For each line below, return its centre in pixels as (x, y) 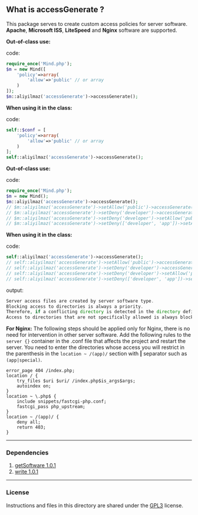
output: (15, 290)
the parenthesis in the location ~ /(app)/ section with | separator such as (97, 354)
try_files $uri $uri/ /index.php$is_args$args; (76, 381)
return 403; (31, 427)
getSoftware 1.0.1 (35, 466)
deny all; (29, 422)
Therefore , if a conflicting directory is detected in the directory (93, 312)
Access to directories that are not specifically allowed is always (92, 317)
